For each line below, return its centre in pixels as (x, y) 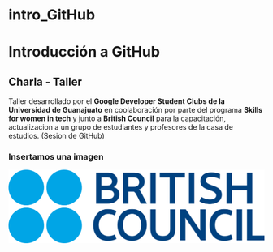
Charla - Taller (45, 81)
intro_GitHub (52, 15)
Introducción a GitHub (84, 52)
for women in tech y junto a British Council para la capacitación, (117, 118)
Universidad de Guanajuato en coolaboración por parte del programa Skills (136, 110)
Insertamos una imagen (56, 157)
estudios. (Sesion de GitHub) (57, 136)
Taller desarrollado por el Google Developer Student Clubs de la (117, 101)
